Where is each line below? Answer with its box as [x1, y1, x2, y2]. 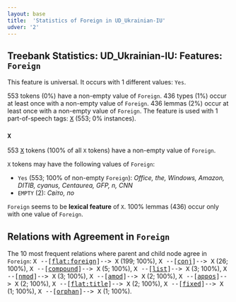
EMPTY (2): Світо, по [17, 189, 75, 197]
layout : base [7, 10, 46, 18]
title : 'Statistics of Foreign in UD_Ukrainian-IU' [7, 17, 166, 24]
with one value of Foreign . [7, 210, 83, 218]
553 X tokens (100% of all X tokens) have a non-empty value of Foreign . [7, 146, 216, 155]
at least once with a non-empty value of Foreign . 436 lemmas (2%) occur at [7, 99, 229, 108]
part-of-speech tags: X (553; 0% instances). [7, 114, 136, 123]
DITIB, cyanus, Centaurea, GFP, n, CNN [17, 181, 133, 190]
